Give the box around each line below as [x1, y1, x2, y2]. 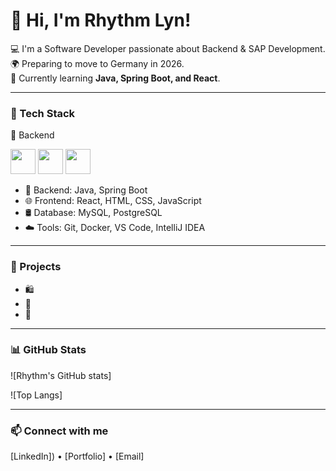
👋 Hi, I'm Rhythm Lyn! [10, 9, 192, 32]
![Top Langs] [10, 389, 63, 401]
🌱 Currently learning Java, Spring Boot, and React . [10, 72, 221, 84]
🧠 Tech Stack [10, 106, 76, 120]
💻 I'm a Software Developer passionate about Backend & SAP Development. [10, 42, 326, 54]
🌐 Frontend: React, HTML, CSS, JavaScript [24, 195, 202, 207]
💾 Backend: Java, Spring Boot [24, 184, 148, 196]
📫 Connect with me [10, 424, 109, 438]
